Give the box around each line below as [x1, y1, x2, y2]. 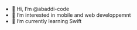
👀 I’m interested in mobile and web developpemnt [11, 12, 131, 18]
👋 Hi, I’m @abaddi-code [11, 6, 70, 12]
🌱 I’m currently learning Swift [11, 18, 82, 24]
